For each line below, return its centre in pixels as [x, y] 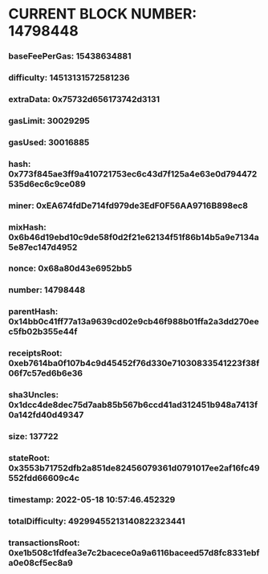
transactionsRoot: [44, 543]
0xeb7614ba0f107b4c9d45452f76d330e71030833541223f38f [134, 364]
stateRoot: [29, 458]
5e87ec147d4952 [43, 247]
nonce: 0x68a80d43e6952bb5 [70, 268]
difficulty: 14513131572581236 [69, 78]
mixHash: [27, 227]
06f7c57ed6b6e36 [45, 373]
